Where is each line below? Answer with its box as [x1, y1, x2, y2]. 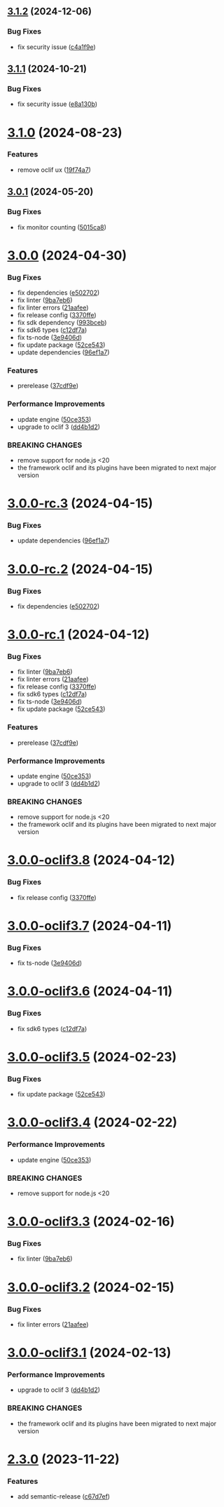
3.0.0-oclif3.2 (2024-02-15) [7, 1279, 175, 1295]
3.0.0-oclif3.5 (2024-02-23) [7, 1049, 177, 1065]
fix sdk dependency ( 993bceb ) [17, 319, 107, 327]
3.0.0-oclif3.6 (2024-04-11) [7, 983, 173, 1000]
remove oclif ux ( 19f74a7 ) [17, 165, 91, 174]
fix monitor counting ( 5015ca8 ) [17, 223, 107, 231]
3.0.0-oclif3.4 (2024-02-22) [7, 1115, 178, 1131]
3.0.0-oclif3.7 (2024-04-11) [7, 917, 172, 934]
